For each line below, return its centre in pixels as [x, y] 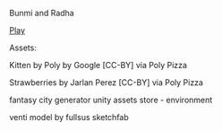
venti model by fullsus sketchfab [69, 117]
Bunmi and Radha [42, 13]
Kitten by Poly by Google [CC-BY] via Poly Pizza [98, 65]
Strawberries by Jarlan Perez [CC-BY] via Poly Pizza [107, 83]
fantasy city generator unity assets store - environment [111, 100]
